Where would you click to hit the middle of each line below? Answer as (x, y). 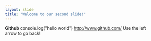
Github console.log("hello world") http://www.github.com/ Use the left (75, 28)
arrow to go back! (23, 33)
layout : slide (19, 10)
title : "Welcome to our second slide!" (46, 14)
